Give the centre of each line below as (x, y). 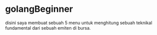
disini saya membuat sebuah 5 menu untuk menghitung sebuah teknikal (79, 23)
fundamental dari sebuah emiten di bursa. (48, 28)
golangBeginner (39, 9)
